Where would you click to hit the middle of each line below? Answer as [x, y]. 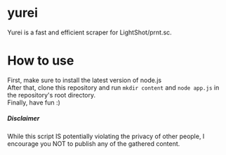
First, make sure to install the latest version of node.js [85, 80]
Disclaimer [24, 119]
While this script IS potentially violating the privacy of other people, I [106, 136]
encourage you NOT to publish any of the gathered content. [94, 143]
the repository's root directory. [52, 95]
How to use [41, 61]
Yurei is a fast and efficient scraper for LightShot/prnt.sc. [89, 32]
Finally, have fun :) [34, 102]
